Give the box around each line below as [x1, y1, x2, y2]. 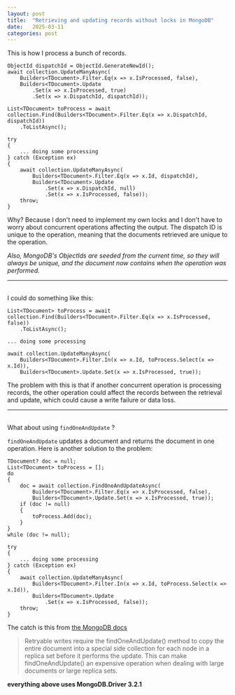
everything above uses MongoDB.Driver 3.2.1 [7, 680, 142, 689]
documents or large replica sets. [24, 666, 117, 675]
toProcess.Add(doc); [32, 513, 92, 520]
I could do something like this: [7, 294, 94, 302]
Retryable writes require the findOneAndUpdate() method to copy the [24, 637, 225, 645]
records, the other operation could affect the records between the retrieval [7, 388, 222, 397]
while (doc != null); [7, 531, 71, 539]
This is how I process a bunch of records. [7, 49, 127, 57]
